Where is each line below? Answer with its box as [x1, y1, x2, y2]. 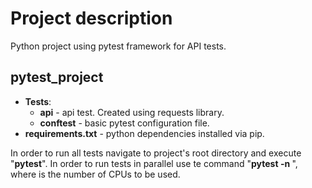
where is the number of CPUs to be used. [10, 168, 181, 180]
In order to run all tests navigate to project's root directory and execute [10, 147, 302, 159]
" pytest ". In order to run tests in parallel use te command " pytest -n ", [10, 157, 298, 169]
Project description [10, 7, 173, 30]
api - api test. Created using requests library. [39, 106, 225, 118]
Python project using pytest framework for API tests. [10, 40, 227, 52]
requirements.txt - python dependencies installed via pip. [24, 127, 265, 139]
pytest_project [10, 69, 104, 86]
